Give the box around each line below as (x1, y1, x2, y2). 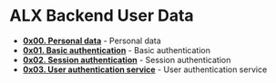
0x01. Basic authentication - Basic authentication (22, 44, 211, 55)
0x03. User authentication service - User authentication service (22, 64, 268, 75)
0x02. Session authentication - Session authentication (22, 54, 231, 65)
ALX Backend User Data (9, 5, 194, 26)
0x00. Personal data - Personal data (22, 35, 161, 46)
